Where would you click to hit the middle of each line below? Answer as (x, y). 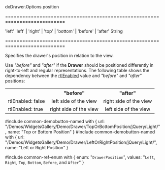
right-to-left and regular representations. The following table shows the (77, 70)
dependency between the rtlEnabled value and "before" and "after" (73, 76)
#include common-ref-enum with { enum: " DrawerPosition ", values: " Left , (80, 157)
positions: (15, 81)
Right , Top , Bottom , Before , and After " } (45, 162)
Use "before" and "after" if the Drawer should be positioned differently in (79, 65)
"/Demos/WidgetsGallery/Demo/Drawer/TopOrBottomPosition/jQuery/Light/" (83, 127)
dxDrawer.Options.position (32, 7)
